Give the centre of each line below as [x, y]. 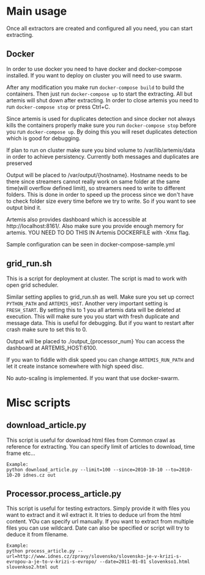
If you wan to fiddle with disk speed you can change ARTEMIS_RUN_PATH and [100, 359]
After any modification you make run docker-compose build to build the [95, 87]
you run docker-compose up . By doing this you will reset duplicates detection [102, 131]
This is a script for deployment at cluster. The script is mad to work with [97, 278]
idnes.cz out [39, 475]
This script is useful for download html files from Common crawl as [91, 440]
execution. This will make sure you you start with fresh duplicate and [93, 316]
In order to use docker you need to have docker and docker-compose [94, 69]
